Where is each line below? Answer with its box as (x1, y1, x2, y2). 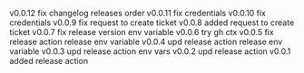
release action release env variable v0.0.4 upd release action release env (9, 36, 283, 47)
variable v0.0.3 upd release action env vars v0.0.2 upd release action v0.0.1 (9, 46, 291, 57)
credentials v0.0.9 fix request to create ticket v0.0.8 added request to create (9, 17, 295, 28)
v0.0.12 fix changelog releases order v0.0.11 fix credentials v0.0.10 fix (9, 8, 266, 18)
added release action (9, 56, 89, 66)
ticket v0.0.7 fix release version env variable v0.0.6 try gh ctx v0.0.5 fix (9, 27, 274, 37)
